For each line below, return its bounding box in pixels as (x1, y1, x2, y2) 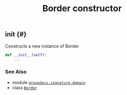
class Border (12, 84, 38, 90)
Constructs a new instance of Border (5, 43, 79, 49)
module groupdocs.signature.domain (12, 79, 85, 85)
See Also (5, 68, 27, 75)
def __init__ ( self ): (5, 52, 47, 57)
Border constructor (42, 3, 122, 14)
